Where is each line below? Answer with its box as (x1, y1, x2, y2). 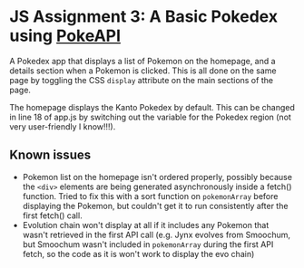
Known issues (9, 148, 92, 163)
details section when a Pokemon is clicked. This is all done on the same (9, 65, 277, 76)
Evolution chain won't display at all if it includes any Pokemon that (22, 219, 270, 230)
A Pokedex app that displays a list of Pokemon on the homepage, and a (9, 55, 276, 66)
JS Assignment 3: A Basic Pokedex (9, 6, 279, 27)
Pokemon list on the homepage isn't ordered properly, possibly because (22, 171, 293, 182)
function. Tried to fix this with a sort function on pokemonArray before (22, 190, 279, 201)
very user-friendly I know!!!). (9, 120, 116, 132)
